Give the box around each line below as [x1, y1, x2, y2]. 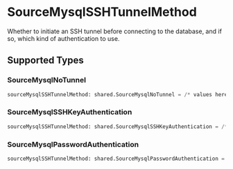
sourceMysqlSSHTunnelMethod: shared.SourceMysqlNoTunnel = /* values [7, 91, 213, 98]
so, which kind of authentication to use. [7, 34, 120, 42]
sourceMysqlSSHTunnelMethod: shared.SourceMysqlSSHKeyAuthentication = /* [7, 123, 228, 130]
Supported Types [7, 55, 85, 66]
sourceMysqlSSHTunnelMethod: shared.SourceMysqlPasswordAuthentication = [7, 155, 225, 162]
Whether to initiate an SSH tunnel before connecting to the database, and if [7, 27, 222, 35]
